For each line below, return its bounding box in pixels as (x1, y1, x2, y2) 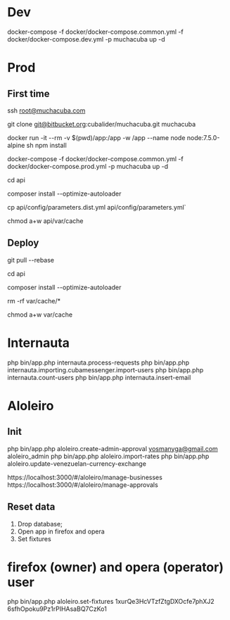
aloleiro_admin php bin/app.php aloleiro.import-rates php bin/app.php (7, 452, 210, 460)
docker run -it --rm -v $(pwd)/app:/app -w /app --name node (7, 133, 186, 141)
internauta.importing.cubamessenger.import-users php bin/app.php (7, 365, 204, 374)
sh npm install (26, 141, 67, 149)
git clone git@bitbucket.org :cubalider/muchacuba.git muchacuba (7, 120, 196, 128)
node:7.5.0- (186, 133, 220, 141)
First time (7, 87, 51, 99)
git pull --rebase (7, 255, 55, 264)
